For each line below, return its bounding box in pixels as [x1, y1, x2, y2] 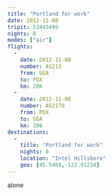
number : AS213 [20, 63, 62, 70]
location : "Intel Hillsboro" [20, 155, 106, 162]
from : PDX [20, 109, 50, 116]
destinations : [7, 129, 50, 136]
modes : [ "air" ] [7, 37, 52, 44]
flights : [7, 43, 33, 50]
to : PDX [20, 76, 43, 83]
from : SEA [20, 69, 50, 76]
